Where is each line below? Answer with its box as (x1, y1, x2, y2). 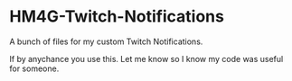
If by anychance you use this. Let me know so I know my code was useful (9, 53, 284, 64)
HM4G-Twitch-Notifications (9, 6, 224, 27)
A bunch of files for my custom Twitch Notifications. (9, 36, 203, 47)
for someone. (9, 63, 60, 74)
